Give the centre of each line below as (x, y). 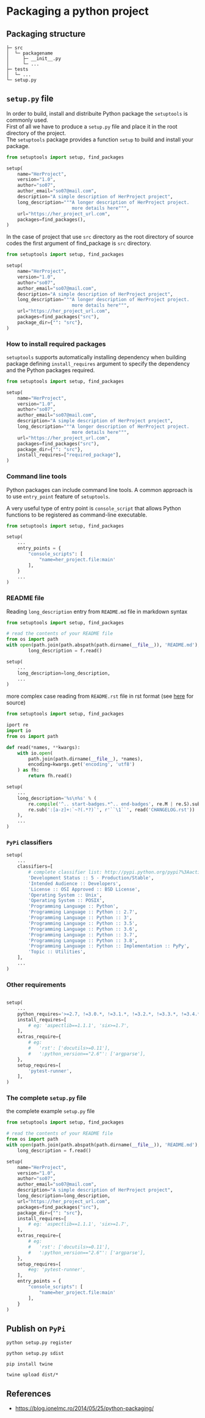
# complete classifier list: (65, 872)
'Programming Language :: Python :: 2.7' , (83, 912)
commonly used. (27, 120)
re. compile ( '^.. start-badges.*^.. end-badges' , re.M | (101, 804)
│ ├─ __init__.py (34, 59)
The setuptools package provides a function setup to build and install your (100, 140)
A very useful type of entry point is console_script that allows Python (94, 508)
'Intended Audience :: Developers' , (75, 883)
